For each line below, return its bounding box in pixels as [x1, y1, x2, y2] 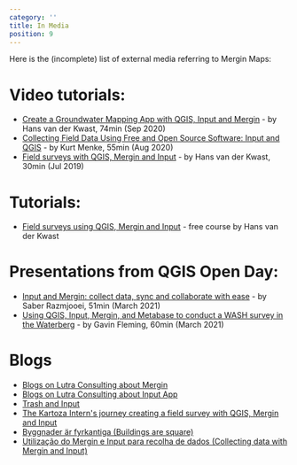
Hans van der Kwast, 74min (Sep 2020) [21, 123, 166, 134]
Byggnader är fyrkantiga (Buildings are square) [21, 427, 194, 438]
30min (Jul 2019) [21, 161, 84, 172]
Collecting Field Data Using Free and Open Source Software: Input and [21, 133, 280, 143]
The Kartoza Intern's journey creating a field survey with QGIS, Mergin [21, 408, 279, 419]
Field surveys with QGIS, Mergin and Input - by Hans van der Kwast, [21, 151, 270, 162]
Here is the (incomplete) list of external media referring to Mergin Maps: [9, 54, 272, 65]
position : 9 [9, 29, 53, 38]
